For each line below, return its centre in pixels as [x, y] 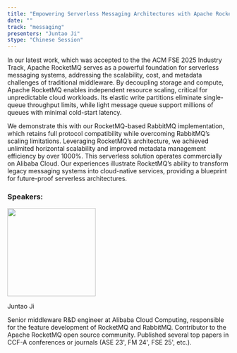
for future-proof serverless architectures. [67, 179]
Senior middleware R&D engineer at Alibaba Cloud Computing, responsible [116, 320]
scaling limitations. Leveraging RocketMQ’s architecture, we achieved [108, 141]
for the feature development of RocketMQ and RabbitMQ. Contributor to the [117, 328]
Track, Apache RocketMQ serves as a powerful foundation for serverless [113, 68]
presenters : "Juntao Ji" [44, 33]
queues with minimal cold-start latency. [65, 113]
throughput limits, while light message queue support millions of [120, 105]
